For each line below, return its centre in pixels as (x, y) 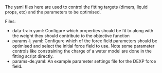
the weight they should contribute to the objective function (71, 36)
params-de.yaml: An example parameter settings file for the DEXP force (84, 61)
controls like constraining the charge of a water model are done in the (82, 51)
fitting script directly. (33, 56)
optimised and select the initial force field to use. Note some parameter (83, 46)
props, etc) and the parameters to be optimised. (53, 12)
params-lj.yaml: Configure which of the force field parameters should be (85, 41)
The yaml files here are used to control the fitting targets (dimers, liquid (76, 7)
